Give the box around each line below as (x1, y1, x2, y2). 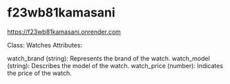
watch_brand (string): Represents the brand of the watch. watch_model (7, 54, 211, 63)
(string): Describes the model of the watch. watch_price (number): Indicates (7, 61, 223, 70)
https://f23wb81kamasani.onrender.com (7, 28, 121, 36)
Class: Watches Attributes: (7, 41, 83, 49)
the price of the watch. (7, 69, 72, 77)
